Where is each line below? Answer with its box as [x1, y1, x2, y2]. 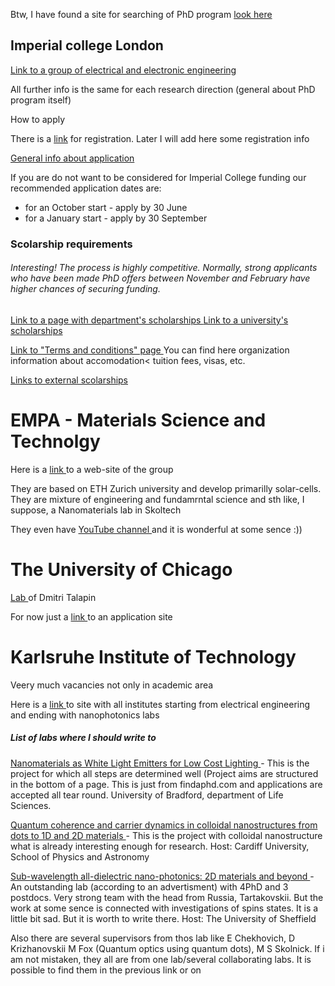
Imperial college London [10, 37, 164, 54]
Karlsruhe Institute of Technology [10, 646, 297, 668]
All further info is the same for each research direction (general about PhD [10, 83, 316, 95]
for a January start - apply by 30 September [24, 212, 208, 224]
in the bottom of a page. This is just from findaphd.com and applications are [10, 778, 323, 790]
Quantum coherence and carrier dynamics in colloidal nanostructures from [10, 819, 318, 831]
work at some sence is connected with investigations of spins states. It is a [10, 902, 319, 914]
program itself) [10, 94, 72, 106]
